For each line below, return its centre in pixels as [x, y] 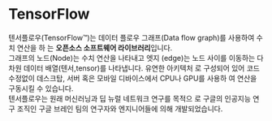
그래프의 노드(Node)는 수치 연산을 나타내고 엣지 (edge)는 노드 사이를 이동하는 [132, 58]
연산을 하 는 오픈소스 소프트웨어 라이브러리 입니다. [95, 48]
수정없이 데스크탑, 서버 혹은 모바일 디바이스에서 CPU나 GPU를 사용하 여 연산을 [133, 78]
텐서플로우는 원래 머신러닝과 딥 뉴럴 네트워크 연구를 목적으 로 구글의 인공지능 [130, 98]
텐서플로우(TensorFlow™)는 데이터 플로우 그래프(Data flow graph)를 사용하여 [132, 37]
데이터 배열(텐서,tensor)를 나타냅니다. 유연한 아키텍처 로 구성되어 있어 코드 [141, 68]
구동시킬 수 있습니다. [41, 88]
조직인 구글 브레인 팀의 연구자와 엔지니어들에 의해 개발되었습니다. [120, 108]
